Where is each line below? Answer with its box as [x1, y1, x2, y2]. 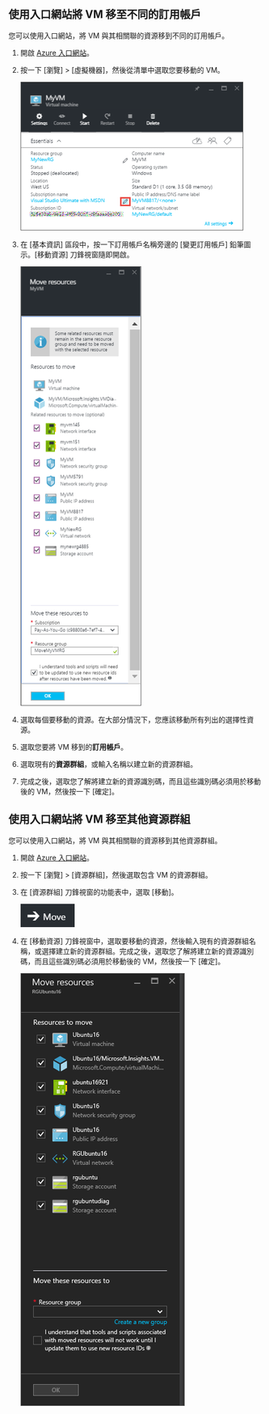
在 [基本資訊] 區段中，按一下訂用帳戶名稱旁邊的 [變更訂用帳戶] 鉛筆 [19, 239, 244, 249]
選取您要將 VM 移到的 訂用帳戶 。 [19, 742, 128, 751]
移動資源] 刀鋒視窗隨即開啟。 [36, 249, 134, 259]
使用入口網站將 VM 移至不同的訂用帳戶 [8, 7, 202, 22]
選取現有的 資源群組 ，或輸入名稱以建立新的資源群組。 [19, 759, 198, 768]
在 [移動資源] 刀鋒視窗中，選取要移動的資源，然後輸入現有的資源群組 [19, 936, 249, 946]
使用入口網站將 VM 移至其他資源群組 [8, 812, 191, 827]
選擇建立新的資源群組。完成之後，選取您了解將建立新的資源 [41, 946, 240, 956]
